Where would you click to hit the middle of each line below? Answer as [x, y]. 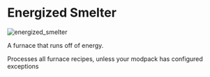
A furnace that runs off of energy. [55, 45]
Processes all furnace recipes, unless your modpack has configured [105, 59]
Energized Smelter [62, 13]
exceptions [23, 66]
